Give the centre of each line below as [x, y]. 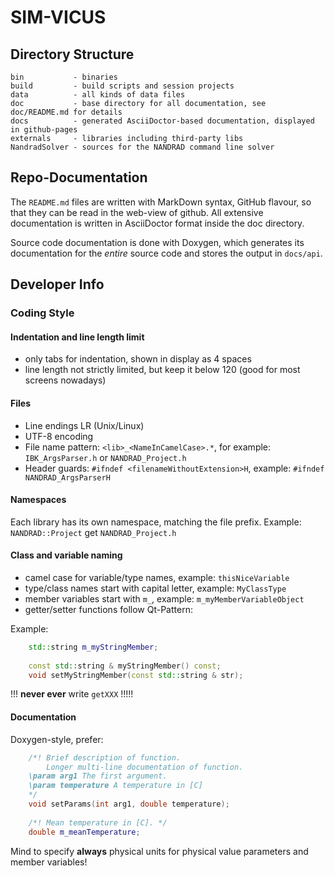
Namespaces [38, 500]
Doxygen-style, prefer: [57, 739]
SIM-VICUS [58, 17]
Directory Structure [72, 54]
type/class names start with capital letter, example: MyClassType [155, 588]
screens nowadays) [65, 380]
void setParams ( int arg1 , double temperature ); [129, 804]
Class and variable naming [66, 555]
